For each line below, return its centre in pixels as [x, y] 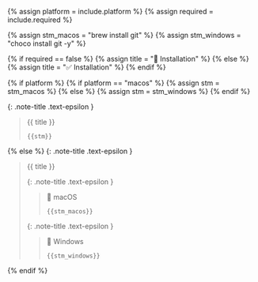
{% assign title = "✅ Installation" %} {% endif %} [87, 67]
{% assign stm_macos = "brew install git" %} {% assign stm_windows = [124, 35]
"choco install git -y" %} [47, 43]
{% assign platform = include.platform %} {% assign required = [111, 11]
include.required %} [40, 20]
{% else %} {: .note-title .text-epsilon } [70, 151]
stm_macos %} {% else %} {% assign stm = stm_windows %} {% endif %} [129, 91]
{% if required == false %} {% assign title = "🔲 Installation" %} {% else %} [129, 59]
